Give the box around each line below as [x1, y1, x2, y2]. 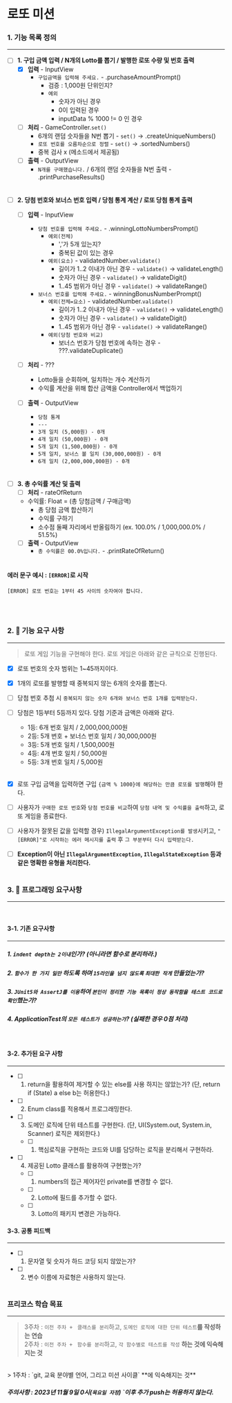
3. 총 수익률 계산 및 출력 [17, 479, 81, 488]
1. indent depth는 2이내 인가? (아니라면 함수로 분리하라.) [7, 950, 157, 959]
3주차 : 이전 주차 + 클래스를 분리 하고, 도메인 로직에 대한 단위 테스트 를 [23, 1323, 203, 1331]
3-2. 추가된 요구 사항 [7, 1049, 64, 1058]
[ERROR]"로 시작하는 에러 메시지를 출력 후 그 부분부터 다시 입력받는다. [17, 835, 195, 844]
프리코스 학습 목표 [7, 1299, 64, 1309]
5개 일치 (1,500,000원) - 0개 [37, 443, 117, 450]
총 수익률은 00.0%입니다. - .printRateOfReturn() [37, 547, 164, 555]
